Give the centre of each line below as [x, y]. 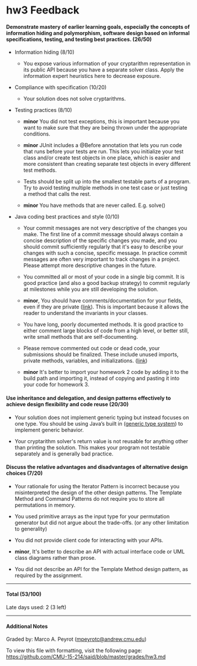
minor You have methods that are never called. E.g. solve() [94, 205]
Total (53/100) [24, 594]
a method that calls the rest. [57, 194]
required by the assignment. [49, 575]
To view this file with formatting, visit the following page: [74, 651]
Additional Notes [27, 626]
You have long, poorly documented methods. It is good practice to [103, 324]
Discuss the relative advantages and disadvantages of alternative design [97, 467]
